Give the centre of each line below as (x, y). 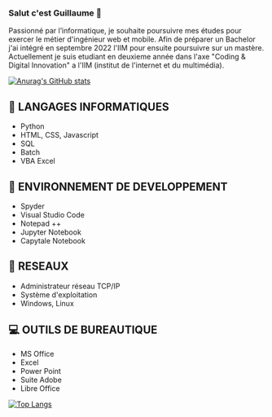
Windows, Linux (47, 303)
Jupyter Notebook (50, 232)
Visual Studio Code (53, 214)
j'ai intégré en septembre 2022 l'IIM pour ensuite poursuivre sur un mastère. (136, 48)
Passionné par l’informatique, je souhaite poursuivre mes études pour (125, 31)
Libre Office (40, 388)
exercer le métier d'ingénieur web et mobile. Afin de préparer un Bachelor (132, 39)
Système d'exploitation (59, 294)
